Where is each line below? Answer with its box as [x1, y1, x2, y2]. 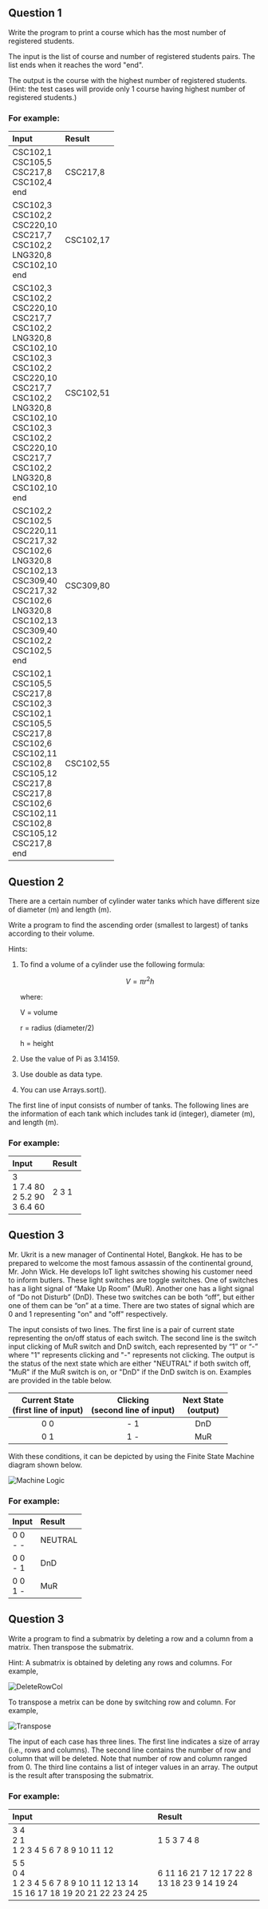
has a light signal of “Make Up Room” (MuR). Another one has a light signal [8, 1283, 254, 1293]
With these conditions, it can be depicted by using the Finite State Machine [8, 1451, 255, 1461]
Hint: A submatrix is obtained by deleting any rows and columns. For [8, 1657, 233, 1667]
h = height [19, 1038, 54, 1048]
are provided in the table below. [8, 1375, 112, 1385]
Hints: [8, 944, 28, 953]
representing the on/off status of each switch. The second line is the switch [8, 1333, 257, 1342]
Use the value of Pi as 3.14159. [19, 1054, 120, 1064]
